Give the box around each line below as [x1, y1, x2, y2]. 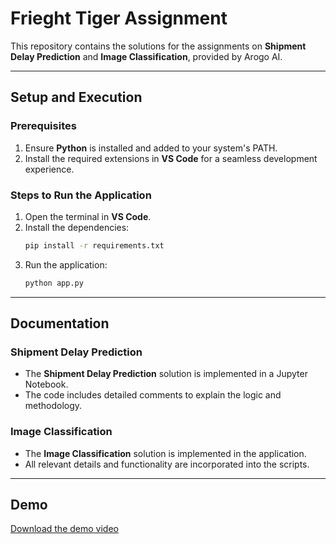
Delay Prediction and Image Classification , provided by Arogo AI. [10, 50, 283, 62]
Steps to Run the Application [10, 188, 152, 202]
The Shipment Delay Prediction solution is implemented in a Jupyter [24, 368, 308, 380]
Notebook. [24, 378, 69, 391]
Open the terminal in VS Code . [24, 210, 152, 222]
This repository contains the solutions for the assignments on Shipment [10, 40, 307, 52]
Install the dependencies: [24, 221, 130, 233]
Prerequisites [10, 119, 77, 133]
